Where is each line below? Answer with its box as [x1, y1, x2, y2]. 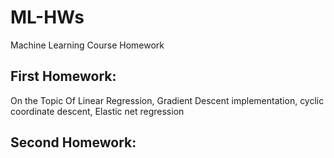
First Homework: [10, 68, 117, 85]
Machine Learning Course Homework [10, 39, 165, 51]
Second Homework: [10, 134, 137, 151]
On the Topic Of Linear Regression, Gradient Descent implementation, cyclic [10, 94, 325, 106]
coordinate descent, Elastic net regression [10, 105, 185, 117]
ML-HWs [10, 6, 85, 29]
